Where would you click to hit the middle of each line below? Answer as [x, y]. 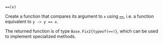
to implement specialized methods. [41, 36]
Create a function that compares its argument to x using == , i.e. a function [80, 16]
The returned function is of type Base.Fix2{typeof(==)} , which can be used [82, 31]
